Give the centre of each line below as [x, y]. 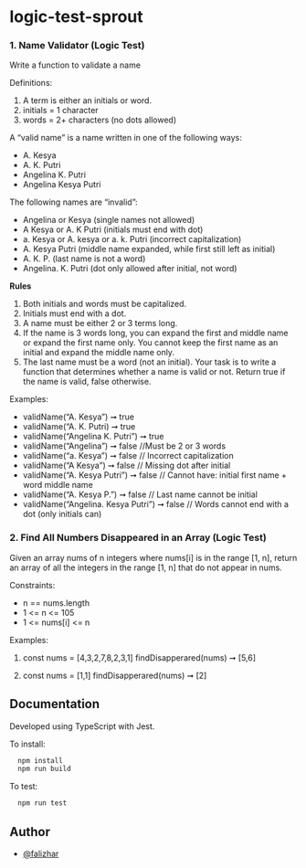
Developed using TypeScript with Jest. [82, 726]
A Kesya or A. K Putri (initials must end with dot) [113, 229]
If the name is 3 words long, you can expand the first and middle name [156, 333]
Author [30, 832]
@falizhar [41, 854]
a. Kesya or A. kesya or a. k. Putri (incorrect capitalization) [132, 239]
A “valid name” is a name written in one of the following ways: [126, 138]
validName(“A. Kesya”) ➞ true [79, 417]
